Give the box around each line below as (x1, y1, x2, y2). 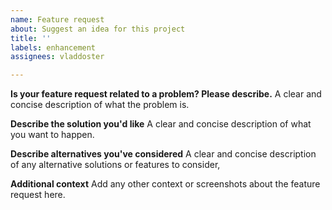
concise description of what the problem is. (10, 99, 190, 111)
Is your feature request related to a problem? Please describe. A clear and (10, 88, 322, 100)
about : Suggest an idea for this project (10, 24, 186, 34)
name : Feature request (10, 14, 105, 25)
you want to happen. (10, 129, 95, 141)
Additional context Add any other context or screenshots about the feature (10, 178, 321, 190)
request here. (10, 189, 66, 201)
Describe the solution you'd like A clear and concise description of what (10, 118, 312, 130)
